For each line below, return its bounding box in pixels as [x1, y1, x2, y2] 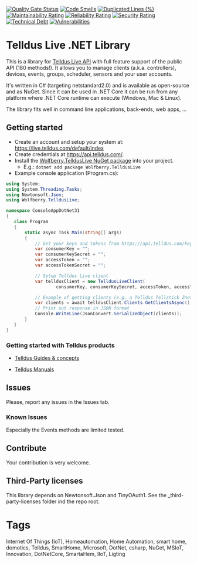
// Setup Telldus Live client [35, 273, 109, 279]
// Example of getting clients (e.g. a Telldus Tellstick [35, 294, 180, 301]
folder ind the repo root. [42, 498, 100, 505]
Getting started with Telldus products [6, 341, 116, 349]
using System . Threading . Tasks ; [6, 186, 83, 192]
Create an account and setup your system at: [14, 138, 124, 145]
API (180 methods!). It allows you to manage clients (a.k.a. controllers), [6, 64, 177, 71]
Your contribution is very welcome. [6, 459, 91, 466]
